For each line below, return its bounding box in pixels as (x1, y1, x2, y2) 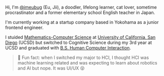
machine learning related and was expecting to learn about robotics (17, 60, 157, 65)
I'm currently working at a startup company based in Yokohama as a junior (5, 19, 159, 25)
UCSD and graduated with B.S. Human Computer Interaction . (5, 45, 131, 50)
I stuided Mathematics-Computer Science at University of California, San (5, 34, 156, 40)
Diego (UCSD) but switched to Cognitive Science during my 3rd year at (5, 39, 152, 45)
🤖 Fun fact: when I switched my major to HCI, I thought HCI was (17, 54, 149, 60)
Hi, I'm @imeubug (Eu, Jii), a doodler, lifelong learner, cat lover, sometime (5, 4, 157, 10)
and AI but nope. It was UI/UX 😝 (17, 65, 85, 71)
